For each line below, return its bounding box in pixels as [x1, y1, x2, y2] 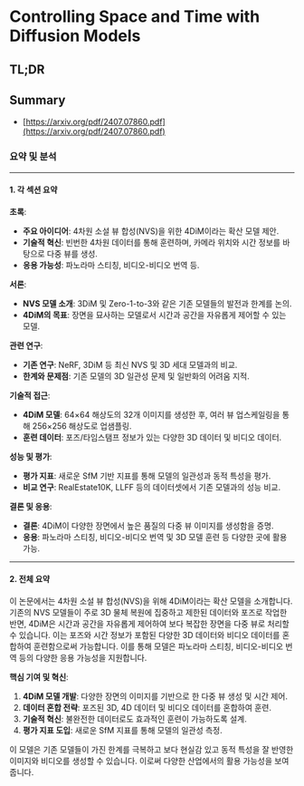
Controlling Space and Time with [9, 6, 261, 27]
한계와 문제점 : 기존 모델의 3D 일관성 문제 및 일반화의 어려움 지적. [22, 370, 251, 382]
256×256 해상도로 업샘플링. [32, 420, 132, 432]
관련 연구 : [9, 340, 43, 351]
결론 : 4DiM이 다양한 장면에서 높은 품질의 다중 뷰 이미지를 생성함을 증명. [22, 519, 274, 531]
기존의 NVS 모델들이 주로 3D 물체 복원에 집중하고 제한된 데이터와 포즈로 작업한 [9, 607, 288, 618]
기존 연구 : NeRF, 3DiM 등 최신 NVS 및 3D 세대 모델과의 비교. [22, 359, 238, 370]
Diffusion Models [9, 25, 141, 46]
